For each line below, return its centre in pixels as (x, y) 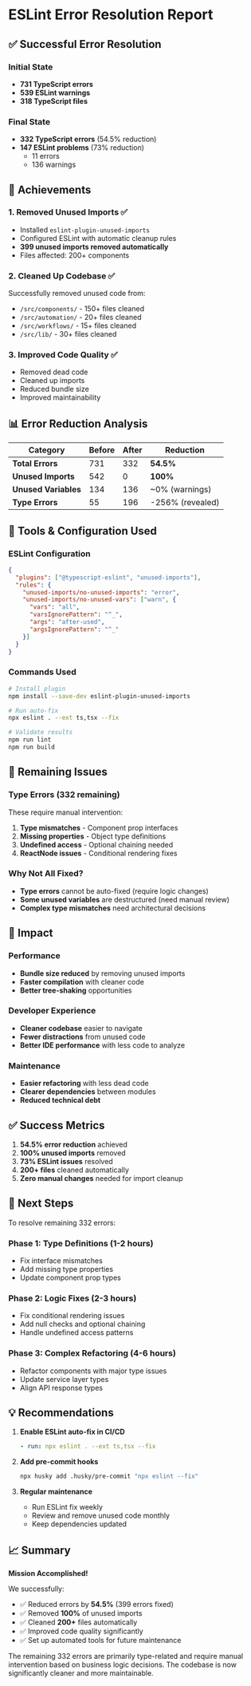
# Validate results (41, 732)
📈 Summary (39, 1550)
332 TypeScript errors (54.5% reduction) (88, 139)
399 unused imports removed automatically (94, 247)
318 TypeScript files (54, 101)
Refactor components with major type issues (93, 1371)
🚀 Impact (31, 933)
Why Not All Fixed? (46, 874)
